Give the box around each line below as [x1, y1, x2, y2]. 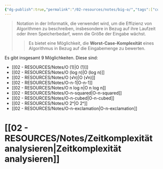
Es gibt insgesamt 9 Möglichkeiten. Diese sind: [4, 54, 98, 61]
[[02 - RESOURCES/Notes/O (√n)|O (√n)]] [11, 74, 95, 80]
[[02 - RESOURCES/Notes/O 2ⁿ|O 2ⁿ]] [11, 100, 88, 106]
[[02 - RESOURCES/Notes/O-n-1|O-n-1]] [11, 80, 93, 85]
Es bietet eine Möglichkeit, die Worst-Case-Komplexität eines [28, 40, 154, 46]
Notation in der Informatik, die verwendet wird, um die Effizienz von [16, 20, 152, 26]
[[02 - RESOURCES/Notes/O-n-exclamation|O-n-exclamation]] [11, 105, 137, 111]
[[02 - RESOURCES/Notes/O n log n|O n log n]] [11, 84, 106, 90]
